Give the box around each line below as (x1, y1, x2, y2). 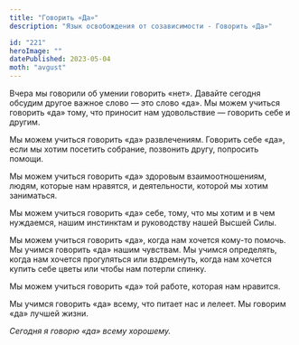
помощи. (9, 154, 43, 163)
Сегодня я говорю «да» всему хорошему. (9, 326, 172, 336)
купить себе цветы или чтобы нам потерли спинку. (9, 264, 207, 274)
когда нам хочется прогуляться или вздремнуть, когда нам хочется (9, 254, 273, 265)
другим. (9, 117, 41, 127)
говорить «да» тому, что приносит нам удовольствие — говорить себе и (9, 107, 291, 117)
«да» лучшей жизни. (9, 308, 89, 319)
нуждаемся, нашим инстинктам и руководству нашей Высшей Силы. (9, 218, 277, 228)
